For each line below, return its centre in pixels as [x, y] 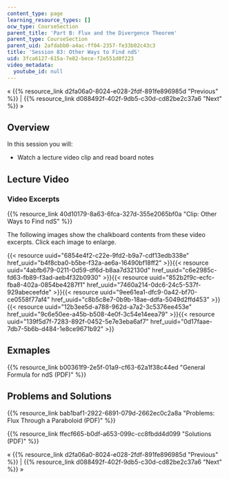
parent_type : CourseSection [48, 39]
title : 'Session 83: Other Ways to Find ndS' [73, 53]
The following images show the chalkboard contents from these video [106, 235]
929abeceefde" [29, 292]
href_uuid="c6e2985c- [184, 270]
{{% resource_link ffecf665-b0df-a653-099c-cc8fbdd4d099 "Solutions [109, 433]
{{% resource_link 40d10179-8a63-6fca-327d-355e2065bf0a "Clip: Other [112, 214]
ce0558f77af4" [29, 299]
